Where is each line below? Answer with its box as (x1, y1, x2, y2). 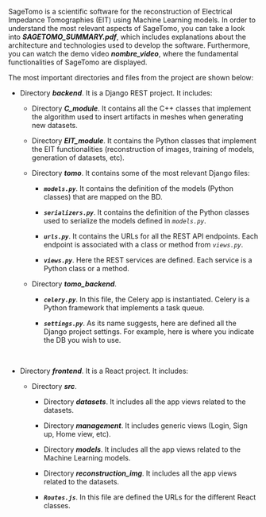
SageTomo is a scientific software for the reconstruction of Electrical (8, 7, 233, 16)
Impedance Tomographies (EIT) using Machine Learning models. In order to (8, 15, 256, 25)
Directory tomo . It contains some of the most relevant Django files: (31, 169, 250, 177)
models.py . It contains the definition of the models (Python (43, 184, 234, 193)
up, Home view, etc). (43, 430, 111, 438)
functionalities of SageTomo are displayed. (8, 57, 148, 67)
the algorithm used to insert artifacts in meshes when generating (31, 112, 244, 122)
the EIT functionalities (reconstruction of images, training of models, (31, 145, 255, 154)
